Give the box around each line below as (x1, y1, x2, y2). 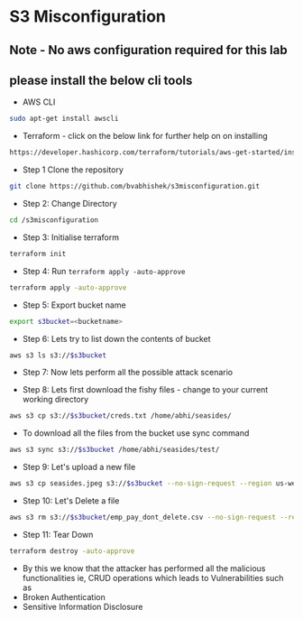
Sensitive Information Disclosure (22, 601, 143, 612)
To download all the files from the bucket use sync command (22, 428, 250, 439)
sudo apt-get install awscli (9, 115, 119, 124)
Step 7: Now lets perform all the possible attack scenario (22, 367, 233, 378)
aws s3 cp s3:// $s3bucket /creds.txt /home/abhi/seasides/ (9, 411, 232, 420)
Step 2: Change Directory (22, 199, 117, 209)
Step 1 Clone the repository (22, 164, 124, 175)
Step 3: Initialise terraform (22, 232, 120, 243)
